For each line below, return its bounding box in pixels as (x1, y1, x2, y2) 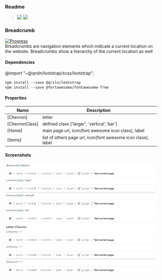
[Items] (7, 137, 22, 143)
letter (42, 114, 53, 120)
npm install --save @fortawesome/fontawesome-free (5, 85, 109, 90)
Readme (5, 3, 25, 10)
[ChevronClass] (7, 121, 39, 127)
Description (86, 107, 111, 113)
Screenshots (5, 152, 31, 158)
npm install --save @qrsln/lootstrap (5, 80, 81, 85)
